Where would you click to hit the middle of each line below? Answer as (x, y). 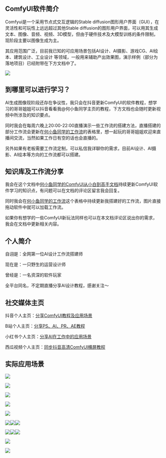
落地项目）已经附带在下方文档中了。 (42, 63)
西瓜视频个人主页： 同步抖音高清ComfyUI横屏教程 (55, 347)
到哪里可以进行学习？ (38, 90)
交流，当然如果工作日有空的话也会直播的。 (57, 138)
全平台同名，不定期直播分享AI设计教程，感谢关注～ (57, 286)
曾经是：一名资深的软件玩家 (33, 275)
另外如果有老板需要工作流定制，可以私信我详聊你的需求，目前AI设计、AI (79, 148)
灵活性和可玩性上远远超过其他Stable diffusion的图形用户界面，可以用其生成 (82, 28)
